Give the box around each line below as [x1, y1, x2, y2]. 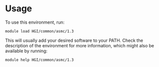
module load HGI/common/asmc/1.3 [5, 29, 74, 33]
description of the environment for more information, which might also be [5, 42, 155, 48]
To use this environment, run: [5, 19, 65, 25]
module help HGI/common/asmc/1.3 [5, 57, 74, 62]
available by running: [5, 48, 48, 54]
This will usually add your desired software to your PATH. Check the [5, 37, 143, 43]
